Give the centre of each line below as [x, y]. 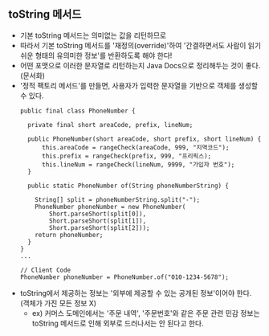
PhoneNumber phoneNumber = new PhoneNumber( [110, 207]
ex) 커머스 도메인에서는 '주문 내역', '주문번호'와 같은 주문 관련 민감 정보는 [146, 313]
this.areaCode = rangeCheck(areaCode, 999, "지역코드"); [135, 147]
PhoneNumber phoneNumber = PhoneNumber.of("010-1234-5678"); [124, 277]
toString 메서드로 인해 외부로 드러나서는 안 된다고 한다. [118, 323]
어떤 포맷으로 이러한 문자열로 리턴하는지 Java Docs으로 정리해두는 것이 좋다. [140, 65]
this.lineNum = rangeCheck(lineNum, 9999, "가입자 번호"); [138, 164]
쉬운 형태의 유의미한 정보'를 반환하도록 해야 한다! [96, 55]
